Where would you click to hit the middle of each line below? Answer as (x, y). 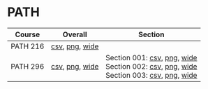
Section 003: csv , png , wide (151, 75)
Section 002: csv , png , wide (151, 66)
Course (28, 34)
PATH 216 (28, 46)
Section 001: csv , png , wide (151, 57)
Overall (75, 34)
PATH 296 (28, 66)
